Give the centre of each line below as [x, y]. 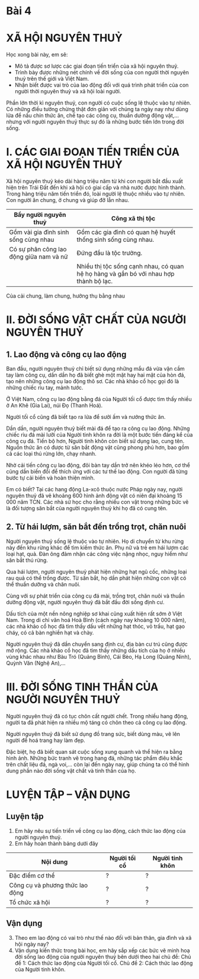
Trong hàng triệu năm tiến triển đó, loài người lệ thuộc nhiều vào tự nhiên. [96, 194]
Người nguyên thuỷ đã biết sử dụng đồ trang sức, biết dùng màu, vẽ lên [93, 734]
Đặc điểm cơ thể [32, 876]
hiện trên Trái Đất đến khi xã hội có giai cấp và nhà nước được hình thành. [96, 188]
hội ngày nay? [32, 944]
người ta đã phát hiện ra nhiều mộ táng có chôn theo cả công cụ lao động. [97, 722]
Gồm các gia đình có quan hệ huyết [126, 232]
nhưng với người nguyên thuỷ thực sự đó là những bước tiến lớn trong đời [95, 122]
